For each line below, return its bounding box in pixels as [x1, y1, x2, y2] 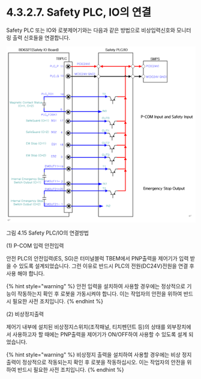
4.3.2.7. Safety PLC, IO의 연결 [6, 5, 152, 19]
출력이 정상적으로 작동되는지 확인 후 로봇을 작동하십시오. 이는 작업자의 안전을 [6, 359, 186, 366]
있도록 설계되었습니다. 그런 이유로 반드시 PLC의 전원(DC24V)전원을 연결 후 [19, 262, 195, 270]
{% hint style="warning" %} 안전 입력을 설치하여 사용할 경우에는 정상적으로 [6, 283, 186, 289]
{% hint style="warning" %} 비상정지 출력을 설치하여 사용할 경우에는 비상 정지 [6, 351, 192, 358]
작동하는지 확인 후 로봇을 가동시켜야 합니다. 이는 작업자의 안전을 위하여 [17, 290, 182, 297]
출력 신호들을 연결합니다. [12, 34, 71, 41]
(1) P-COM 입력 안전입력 [6, 242, 64, 249]
